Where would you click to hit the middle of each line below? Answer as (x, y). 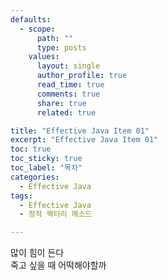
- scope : (37, 29)
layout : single (68, 66)
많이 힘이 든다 (37, 253)
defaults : (31, 19)
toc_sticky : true (46, 159)
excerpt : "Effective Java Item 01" (84, 140)
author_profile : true (82, 76)
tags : (21, 196)
